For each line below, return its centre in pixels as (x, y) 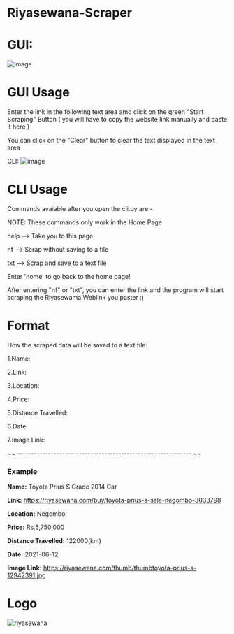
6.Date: (17, 426)
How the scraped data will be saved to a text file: (78, 345)
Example (22, 471)
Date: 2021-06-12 (33, 554)
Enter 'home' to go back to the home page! (69, 276)
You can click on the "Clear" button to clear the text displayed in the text (111, 141)
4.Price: (19, 399)
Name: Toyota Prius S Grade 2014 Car (62, 487)
